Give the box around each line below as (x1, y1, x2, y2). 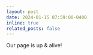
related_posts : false (6, 25, 61, 32)
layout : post (6, 8, 39, 15)
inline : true (6, 20, 39, 26)
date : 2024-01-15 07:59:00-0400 (6, 14, 87, 20)
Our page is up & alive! (6, 42, 62, 49)
